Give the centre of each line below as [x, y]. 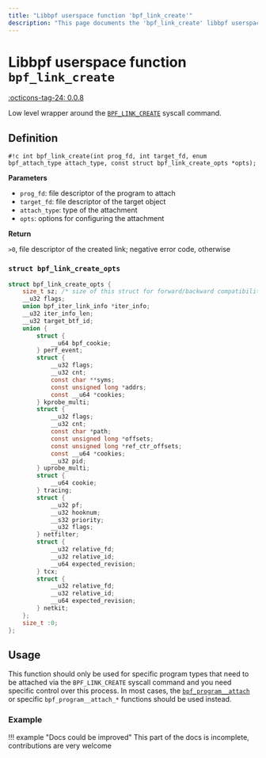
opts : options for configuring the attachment [92, 219]
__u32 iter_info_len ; [58, 314]
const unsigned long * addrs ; [99, 387]
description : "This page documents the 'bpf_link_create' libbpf [118, 23]
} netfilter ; [58, 535]
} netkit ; [53, 608]
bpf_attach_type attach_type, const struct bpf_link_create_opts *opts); [133, 163]
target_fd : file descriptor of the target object [93, 202]
